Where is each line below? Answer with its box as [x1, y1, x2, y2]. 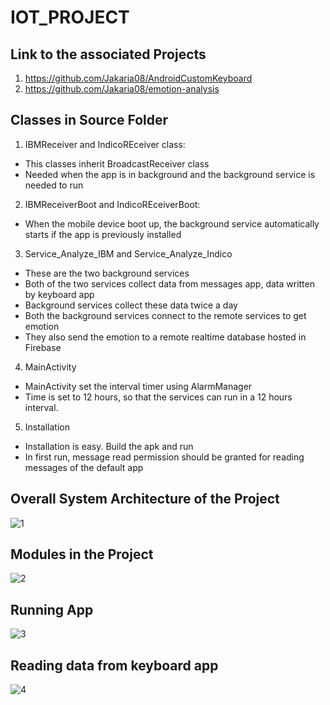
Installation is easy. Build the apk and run [24, 440, 194, 452]
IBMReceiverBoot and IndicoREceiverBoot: [24, 198, 201, 210]
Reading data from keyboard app [10, 657, 219, 674]
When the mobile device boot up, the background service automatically [24, 217, 320, 230]
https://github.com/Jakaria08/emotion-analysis [24, 83, 220, 95]
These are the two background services [24, 267, 190, 279]
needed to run [24, 179, 84, 191]
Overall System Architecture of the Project [10, 491, 280, 508]
